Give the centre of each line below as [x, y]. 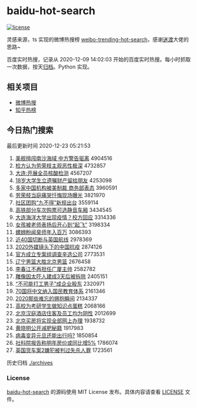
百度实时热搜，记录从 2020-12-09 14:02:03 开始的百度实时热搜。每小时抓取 [99, 59]
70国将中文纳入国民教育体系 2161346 [60, 291]
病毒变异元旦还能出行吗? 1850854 [56, 335]
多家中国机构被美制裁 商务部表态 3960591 [66, 188]
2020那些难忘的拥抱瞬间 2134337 [56, 298]
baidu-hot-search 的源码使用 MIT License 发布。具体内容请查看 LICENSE [95, 391]
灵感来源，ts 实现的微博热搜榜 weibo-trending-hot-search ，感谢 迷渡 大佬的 [98, 39]
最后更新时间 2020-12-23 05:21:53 [49, 145]
